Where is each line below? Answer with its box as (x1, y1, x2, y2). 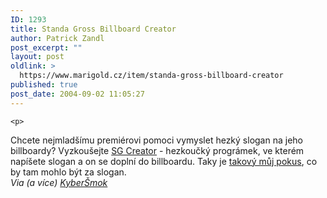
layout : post (10, 52, 65, 62)
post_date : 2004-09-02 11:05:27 (10, 89, 145, 99)
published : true (10, 80, 78, 90)
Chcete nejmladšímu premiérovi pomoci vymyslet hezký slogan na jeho (10, 134, 303, 146)
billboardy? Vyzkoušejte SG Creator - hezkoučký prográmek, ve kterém (10, 144, 305, 156)
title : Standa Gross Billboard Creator (10, 24, 177, 34)
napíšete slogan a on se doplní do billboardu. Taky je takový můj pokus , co (10, 155, 318, 167)
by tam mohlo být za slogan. (10, 166, 127, 178)
